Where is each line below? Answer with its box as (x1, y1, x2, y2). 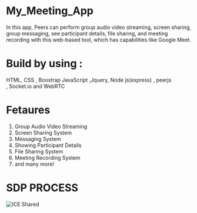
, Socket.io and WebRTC (6, 83, 65, 90)
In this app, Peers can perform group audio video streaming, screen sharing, (6, 24, 191, 31)
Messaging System (14, 135, 62, 142)
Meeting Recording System (14, 154, 81, 161)
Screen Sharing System (14, 129, 72, 136)
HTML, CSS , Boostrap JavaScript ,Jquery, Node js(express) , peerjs (6, 76, 172, 83)
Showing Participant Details (14, 142, 82, 149)
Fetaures (6, 103, 51, 117)
